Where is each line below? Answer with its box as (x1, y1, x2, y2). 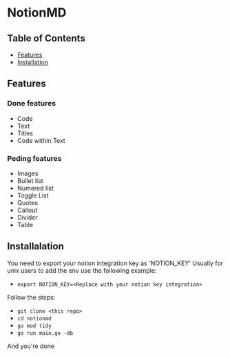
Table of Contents (7, 32, 86, 44)
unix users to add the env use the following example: (7, 266, 157, 274)
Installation (17, 58, 49, 66)
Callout (17, 206, 38, 214)
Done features (7, 99, 56, 108)
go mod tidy (17, 322, 52, 329)
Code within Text (17, 136, 65, 144)
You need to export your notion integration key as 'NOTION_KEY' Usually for (7, 259, 224, 267)
